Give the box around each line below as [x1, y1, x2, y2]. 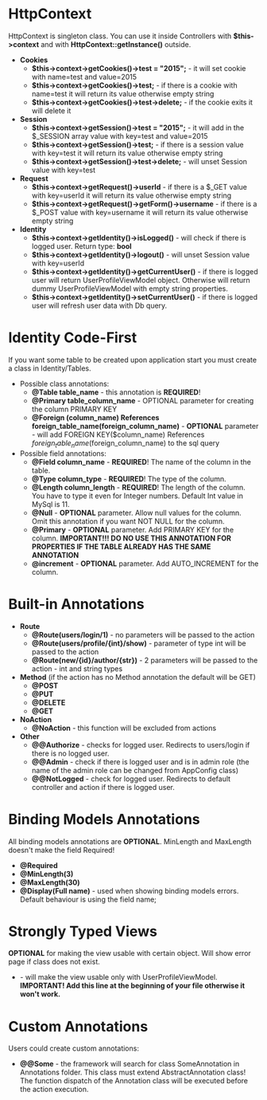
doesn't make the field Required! [8, 845, 115, 854]
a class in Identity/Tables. [8, 363, 91, 373]
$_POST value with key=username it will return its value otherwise [31, 207, 249, 217]
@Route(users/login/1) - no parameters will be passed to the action [31, 630, 255, 639]
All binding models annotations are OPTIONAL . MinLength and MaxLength [8, 836, 252, 846]
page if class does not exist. [8, 957, 101, 967]
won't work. [19, 989, 61, 999]
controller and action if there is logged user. [31, 782, 175, 792]
